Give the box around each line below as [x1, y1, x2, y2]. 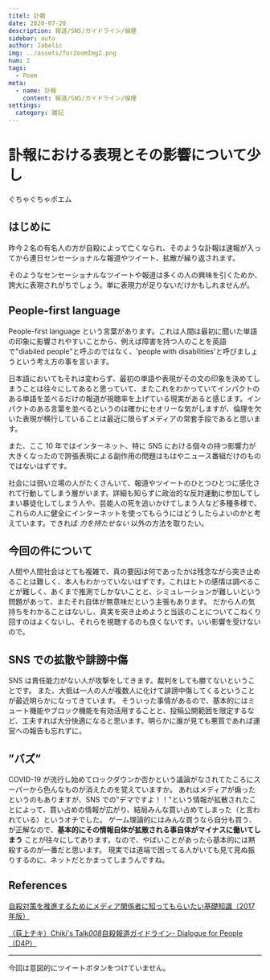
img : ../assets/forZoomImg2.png [8, 49, 117, 57]
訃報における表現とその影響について [8, 146, 247, 165]
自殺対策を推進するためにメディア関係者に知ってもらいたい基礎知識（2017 [8, 901, 256, 911]
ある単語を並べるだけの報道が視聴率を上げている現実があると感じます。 [8, 393, 247, 403]
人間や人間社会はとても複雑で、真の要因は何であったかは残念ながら [8, 567, 233, 576]
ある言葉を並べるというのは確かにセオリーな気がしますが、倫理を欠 [35, 404, 262, 413]
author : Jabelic [8, 42, 63, 50]
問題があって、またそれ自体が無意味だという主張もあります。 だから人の [8, 597, 249, 607]
